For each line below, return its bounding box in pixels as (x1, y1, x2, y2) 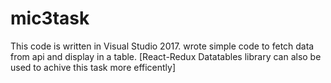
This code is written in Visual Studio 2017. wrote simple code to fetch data (10, 40, 315, 52)
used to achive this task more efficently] (10, 61, 177, 73)
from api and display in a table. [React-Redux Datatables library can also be (10, 50, 322, 62)
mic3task (10, 7, 90, 30)
